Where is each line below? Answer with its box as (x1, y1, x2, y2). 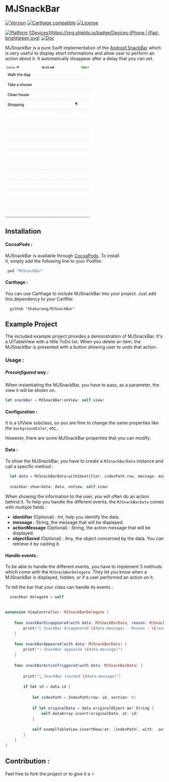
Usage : (5, 357, 25, 364)
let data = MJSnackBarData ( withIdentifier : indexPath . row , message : (10, 474, 156, 479)
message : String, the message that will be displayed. (12, 519, 124, 526)
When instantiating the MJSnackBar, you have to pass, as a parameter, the (5, 382, 159, 388)
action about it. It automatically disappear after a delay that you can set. (5, 55, 154, 61)
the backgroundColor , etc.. (5, 425, 59, 431)
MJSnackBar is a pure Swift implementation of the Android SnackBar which (5, 44, 161, 51)
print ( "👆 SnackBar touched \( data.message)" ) (23, 673, 121, 679)
